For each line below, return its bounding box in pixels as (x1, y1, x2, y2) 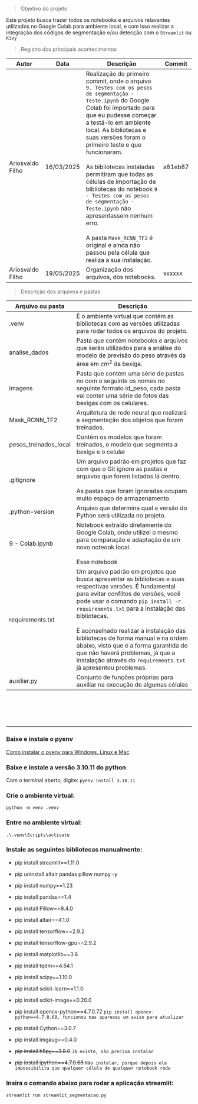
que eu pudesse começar (85, 111, 157, 119)
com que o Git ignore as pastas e (76, 465, 168, 473)
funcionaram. (85, 148, 123, 156)
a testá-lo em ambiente (85, 118, 151, 127)
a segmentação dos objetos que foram (76, 416, 184, 425)
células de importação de (85, 177, 156, 186)
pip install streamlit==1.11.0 (14, 859, 80, 866)
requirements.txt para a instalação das (76, 604, 186, 613)
